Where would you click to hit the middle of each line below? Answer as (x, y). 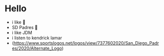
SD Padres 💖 (25, 27)
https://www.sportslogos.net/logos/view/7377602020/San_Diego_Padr (86, 43)
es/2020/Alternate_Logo (37, 48)
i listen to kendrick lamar (37, 38)
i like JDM (22, 32)
